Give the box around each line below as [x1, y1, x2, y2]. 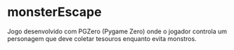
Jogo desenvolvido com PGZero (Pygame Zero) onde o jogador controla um [7, 27, 227, 35]
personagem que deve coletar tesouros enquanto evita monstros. [7, 34, 197, 42]
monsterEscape [7, 4, 102, 20]
